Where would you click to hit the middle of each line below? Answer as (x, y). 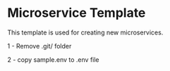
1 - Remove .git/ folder (40, 46)
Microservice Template (77, 13)
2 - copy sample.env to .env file (54, 59)
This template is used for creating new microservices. (85, 32)
